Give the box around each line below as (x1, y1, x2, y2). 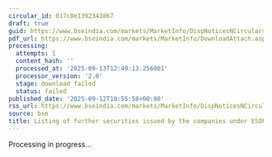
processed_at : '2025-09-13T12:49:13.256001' (15, 65, 168, 73)
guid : (8, 27, 27, 35)
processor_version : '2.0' (15, 72, 104, 80)
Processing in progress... (8, 139, 91, 149)
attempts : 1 (15, 49, 57, 57)
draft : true (8, 19, 49, 28)
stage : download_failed (15, 79, 96, 87)
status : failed (15, 87, 67, 95)
